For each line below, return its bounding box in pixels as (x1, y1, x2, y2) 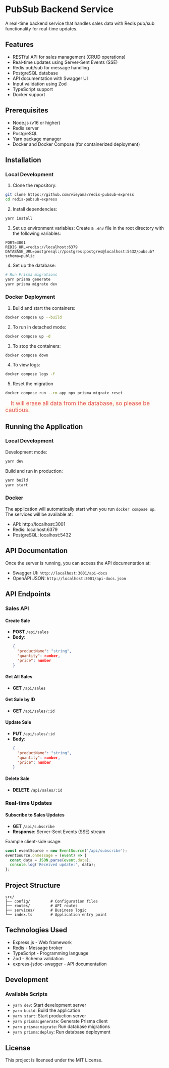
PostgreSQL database (12, 70, 59, 76)
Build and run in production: (5, 468, 63, 474)
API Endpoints (5, 590, 51, 598)
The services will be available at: (5, 511, 73, 517)
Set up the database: (12, 262, 57, 268)
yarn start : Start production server (12, 1013, 87, 1019)
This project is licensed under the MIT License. (5, 1057, 103, 1063)
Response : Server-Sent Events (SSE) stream (12, 829, 105, 835)
